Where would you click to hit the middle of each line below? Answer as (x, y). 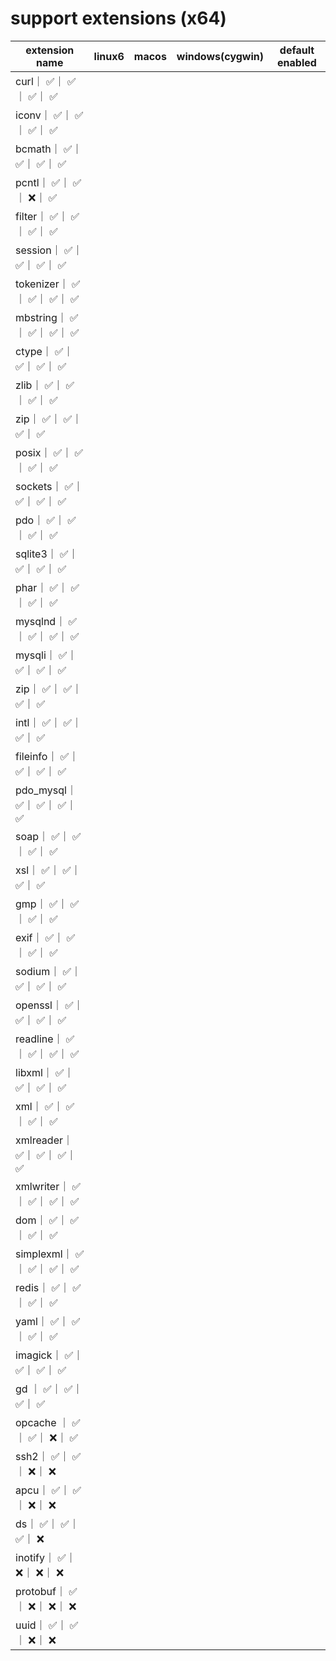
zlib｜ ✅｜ (39, 385)
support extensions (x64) (118, 18)
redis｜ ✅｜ (43, 1287)
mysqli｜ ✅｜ (46, 655)
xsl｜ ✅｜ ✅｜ (48, 870)
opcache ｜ (42, 1422)
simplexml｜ (44, 1254)
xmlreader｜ (44, 1140)
